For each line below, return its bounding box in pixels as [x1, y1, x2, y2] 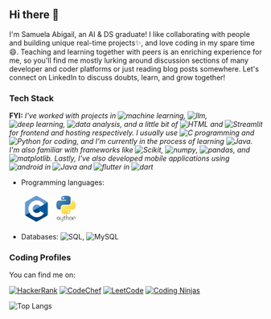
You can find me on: [9, 270, 76, 280]
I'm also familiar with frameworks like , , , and [9, 145, 250, 155]
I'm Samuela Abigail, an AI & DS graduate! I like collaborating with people [9, 29, 250, 39]
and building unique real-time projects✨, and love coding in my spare [9, 38, 239, 47]
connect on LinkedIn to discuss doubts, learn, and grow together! [9, 72, 226, 82]
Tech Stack [9, 92, 55, 104]
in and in [44, 162, 130, 172]
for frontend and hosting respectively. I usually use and [9, 128, 255, 137]
